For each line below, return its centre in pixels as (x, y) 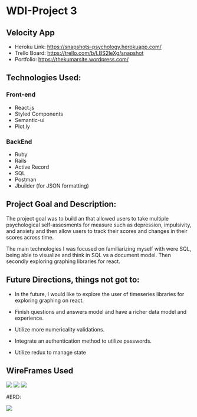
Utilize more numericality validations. (60, 329)
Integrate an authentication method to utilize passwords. (83, 341)
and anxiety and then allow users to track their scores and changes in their (97, 231)
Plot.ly (22, 126)
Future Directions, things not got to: (73, 280)
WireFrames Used (40, 371)
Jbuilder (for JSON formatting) (52, 185)
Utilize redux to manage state (50, 352)
